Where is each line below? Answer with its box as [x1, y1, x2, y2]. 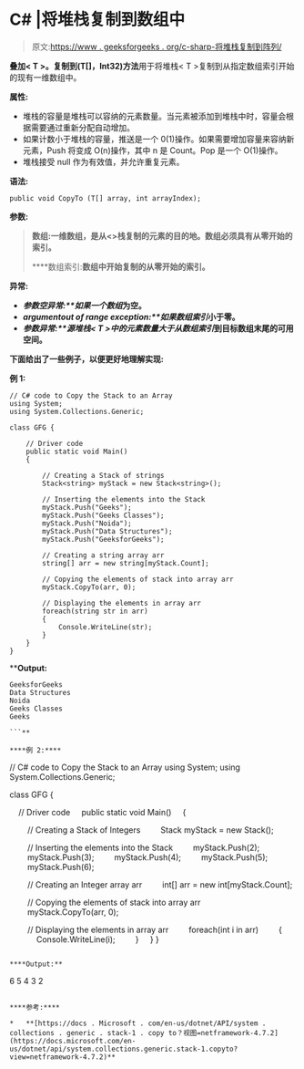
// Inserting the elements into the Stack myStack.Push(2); [26, 842, 260, 853]
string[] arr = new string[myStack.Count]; [42, 558, 209, 567]
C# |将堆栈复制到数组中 [9, 9, 185, 30]
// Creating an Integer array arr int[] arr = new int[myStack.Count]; [26, 878, 293, 890]
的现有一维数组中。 [9, 71, 82, 83]
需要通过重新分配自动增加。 [30, 121, 135, 133]
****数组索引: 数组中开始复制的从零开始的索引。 [31, 261, 210, 272]
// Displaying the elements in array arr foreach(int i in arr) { [26, 924, 282, 935]
